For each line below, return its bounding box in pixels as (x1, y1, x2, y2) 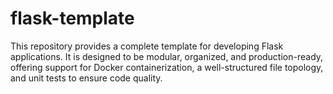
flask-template (10, 7, 135, 30)
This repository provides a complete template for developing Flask (10, 40, 284, 52)
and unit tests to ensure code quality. (10, 72, 163, 84)
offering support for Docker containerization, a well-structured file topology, (10, 61, 324, 73)
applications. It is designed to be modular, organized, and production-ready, (10, 50, 324, 62)
